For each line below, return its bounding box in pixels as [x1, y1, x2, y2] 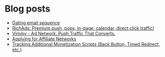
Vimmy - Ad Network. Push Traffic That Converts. [12, 30, 116, 36]
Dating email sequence [12, 20, 60, 26]
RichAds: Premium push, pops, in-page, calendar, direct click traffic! [12, 25, 154, 31]
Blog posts [5, 3, 50, 15]
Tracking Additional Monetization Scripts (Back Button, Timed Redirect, [12, 41, 160, 47]
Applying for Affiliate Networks [12, 36, 77, 42]
